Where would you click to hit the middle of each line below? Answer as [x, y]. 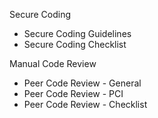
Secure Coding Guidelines [77, 33]
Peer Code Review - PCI [73, 93]
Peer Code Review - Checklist [85, 104]
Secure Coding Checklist [75, 44]
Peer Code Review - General [82, 83]
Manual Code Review [53, 63]
